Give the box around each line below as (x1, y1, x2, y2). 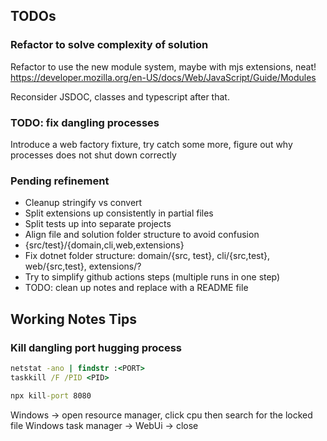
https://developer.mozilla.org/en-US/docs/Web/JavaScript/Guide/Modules (10, 71, 317, 83)
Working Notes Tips (10, 310, 138, 328)
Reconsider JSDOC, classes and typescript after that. (10, 90, 230, 103)
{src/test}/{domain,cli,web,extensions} (24, 239, 185, 251)
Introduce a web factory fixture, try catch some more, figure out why (10, 138, 293, 150)
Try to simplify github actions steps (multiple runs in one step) (24, 271, 281, 283)
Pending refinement (10, 174, 110, 188)
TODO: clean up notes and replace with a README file (24, 282, 249, 294)
